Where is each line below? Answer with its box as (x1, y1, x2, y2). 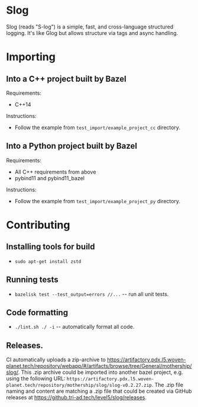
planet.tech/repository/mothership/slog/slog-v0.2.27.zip (6, 383, 152, 389)
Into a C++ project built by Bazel (6, 73, 126, 84)
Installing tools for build (6, 242, 96, 252)
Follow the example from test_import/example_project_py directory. (14, 197, 181, 204)
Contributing (6, 218, 70, 232)
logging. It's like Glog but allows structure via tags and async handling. (6, 29, 178, 36)
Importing (6, 50, 56, 64)
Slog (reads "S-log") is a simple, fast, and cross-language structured (6, 23, 174, 30)
